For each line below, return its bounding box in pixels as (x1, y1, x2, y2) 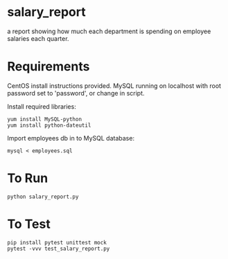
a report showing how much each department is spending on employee (7, 27, 211, 35)
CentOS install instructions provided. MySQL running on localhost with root (7, 81, 222, 90)
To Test (7, 216, 51, 232)
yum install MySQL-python (7, 116, 82, 123)
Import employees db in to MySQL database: (7, 134, 135, 142)
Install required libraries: (7, 102, 76, 111)
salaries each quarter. (7, 34, 69, 42)
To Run (7, 170, 49, 186)
